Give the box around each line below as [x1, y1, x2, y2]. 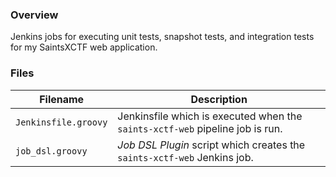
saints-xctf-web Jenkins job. [117, 150, 254, 164]
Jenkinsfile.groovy [15, 116, 108, 128]
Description [190, 92, 248, 106]
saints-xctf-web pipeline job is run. [117, 121, 283, 135]
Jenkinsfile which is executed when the [117, 109, 303, 123]
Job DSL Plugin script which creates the [117, 138, 306, 152]
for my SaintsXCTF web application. [10, 41, 158, 53]
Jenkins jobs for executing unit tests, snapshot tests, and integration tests [10, 31, 315, 43]
